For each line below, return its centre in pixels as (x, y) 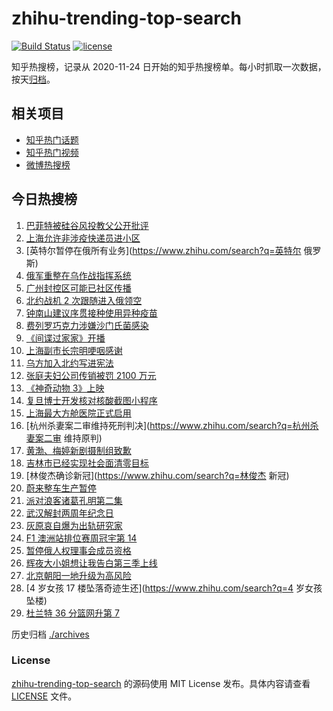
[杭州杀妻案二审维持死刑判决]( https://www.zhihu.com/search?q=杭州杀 (172, 425)
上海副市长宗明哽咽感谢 (74, 350)
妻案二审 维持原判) (64, 438)
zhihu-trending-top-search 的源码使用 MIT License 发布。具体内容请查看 (161, 683)
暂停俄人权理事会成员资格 (78, 550)
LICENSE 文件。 (44, 696)
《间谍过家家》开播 (65, 338)
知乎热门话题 (52, 139)
